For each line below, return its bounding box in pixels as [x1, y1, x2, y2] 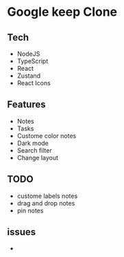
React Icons [16, 79, 51, 87]
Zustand [16, 71, 41, 80]
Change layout [16, 153, 59, 161]
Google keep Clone [7, 4, 118, 20]
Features [7, 99, 46, 111]
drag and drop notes [16, 199, 75, 207]
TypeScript [16, 57, 49, 65]
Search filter [16, 146, 53, 155]
